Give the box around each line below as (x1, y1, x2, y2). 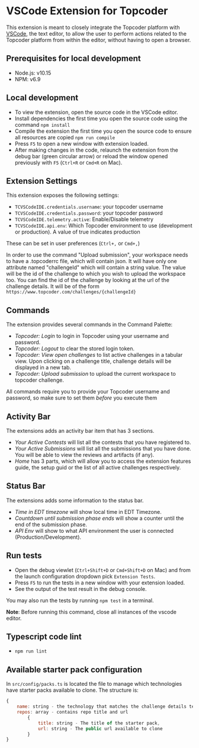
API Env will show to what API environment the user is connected (14, 527, 174, 534)
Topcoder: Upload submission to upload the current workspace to (14, 370, 176, 378)
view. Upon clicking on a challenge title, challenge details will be (14, 357, 172, 365)
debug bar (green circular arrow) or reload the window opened (14, 152, 168, 159)
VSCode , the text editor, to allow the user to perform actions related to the (6, 30, 187, 37)
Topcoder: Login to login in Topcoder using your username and (14, 333, 169, 340)
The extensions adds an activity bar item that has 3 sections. (6, 427, 155, 434)
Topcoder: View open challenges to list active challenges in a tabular (14, 351, 183, 359)
